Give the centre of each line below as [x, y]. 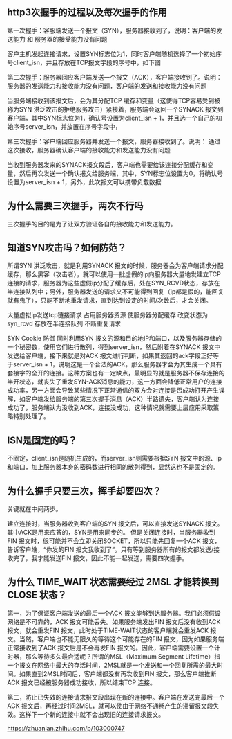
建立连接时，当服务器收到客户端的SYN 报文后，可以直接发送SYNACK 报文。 [115, 524]
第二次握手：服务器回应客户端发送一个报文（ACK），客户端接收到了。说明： [115, 77]
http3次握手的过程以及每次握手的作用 [87, 12]
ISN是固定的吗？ [42, 440]
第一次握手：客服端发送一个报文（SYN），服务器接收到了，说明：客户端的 [112, 30]
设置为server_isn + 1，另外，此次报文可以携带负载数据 [84, 181]
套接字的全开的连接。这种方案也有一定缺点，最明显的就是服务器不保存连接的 [116, 373]
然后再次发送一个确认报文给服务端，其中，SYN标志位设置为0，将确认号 [121, 173]
